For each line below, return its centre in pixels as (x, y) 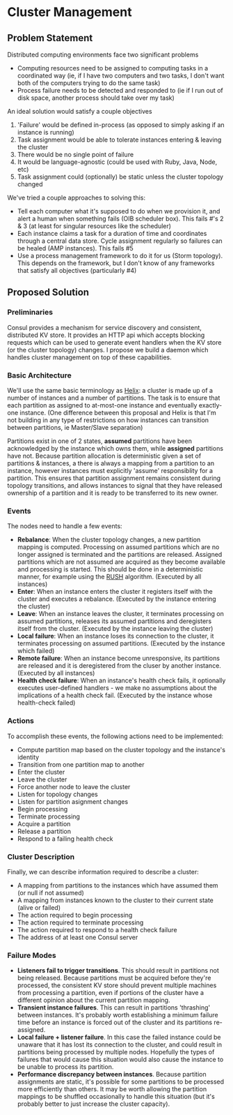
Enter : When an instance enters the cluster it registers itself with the (115, 592)
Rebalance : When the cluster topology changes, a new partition (109, 540)
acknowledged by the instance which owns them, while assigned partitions (115, 448)
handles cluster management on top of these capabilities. (89, 357)
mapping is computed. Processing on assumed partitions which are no (118, 547)
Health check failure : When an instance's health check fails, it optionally (121, 680)
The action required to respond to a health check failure (97, 929)
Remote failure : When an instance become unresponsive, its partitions (119, 658)
